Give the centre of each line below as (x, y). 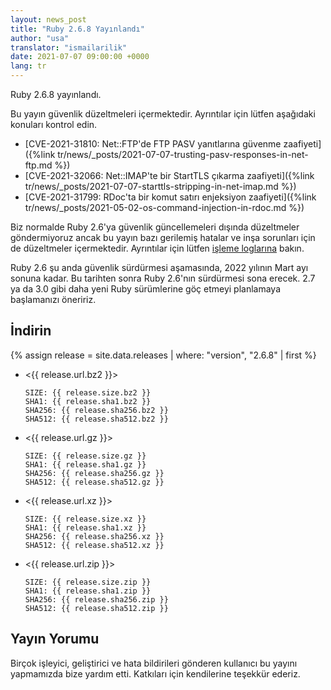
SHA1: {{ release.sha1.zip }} (88, 591)
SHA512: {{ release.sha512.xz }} (94, 545)
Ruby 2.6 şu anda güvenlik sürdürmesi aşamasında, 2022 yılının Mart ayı (159, 267)
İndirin (31, 331)
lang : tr (28, 66)
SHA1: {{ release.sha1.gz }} (85, 464)
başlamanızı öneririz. (53, 299)
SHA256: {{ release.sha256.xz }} (94, 536)
